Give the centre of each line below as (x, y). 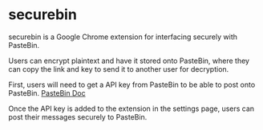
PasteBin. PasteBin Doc (47, 93)
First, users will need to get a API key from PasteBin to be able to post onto (132, 85)
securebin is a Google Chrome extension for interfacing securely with (123, 37)
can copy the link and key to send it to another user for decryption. (119, 69)
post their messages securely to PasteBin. (78, 116)
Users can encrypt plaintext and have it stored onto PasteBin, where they (129, 61)
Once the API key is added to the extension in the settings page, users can (131, 108)
